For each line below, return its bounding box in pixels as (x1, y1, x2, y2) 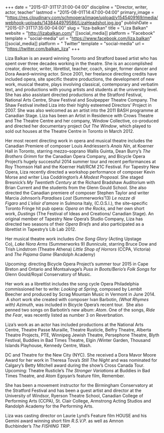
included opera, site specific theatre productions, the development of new (5, 76, 155, 82)
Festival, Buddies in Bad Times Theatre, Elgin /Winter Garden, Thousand (5, 337, 151, 343)
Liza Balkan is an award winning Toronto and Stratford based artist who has (5, 55, 158, 61)
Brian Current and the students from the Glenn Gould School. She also (5, 185, 147, 190)
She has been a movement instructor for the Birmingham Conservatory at (5, 382, 153, 388)
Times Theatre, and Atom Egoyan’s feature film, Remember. (5, 373, 125, 379)
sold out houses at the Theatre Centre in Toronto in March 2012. (5, 128, 135, 134)
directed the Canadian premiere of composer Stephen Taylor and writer (5, 190, 149, 196)
